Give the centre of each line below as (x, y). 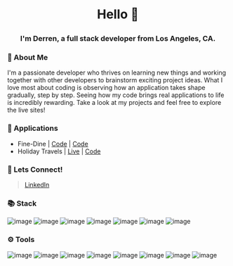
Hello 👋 (118, 14)
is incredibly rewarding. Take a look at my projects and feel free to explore (114, 103)
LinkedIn (37, 185)
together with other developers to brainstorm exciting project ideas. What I (115, 80)
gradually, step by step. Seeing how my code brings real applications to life (116, 95)
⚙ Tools (21, 240)
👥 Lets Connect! (35, 170)
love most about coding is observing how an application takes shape (106, 88)
